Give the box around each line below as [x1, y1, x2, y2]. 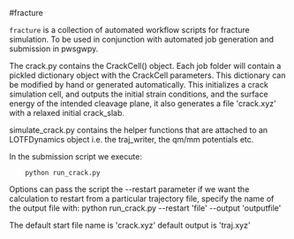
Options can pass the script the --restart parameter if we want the [9, 184, 250, 194]
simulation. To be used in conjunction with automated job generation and [9, 35, 274, 44]
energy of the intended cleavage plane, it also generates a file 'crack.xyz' [9, 98, 276, 109]
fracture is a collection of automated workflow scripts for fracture [9, 25, 250, 35]
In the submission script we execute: [9, 151, 143, 162]
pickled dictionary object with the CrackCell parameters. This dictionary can [9, 70, 286, 81]
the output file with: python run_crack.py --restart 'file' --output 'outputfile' [9, 203, 282, 213]
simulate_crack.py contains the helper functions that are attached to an [9, 125, 268, 135]
